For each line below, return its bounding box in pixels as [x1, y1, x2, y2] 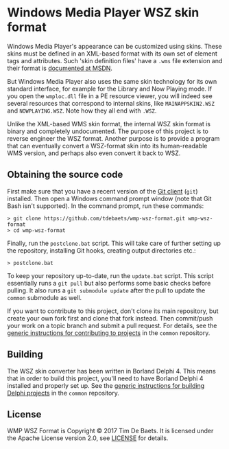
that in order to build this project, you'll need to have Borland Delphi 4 [7, 374, 204, 382]
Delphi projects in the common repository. [7, 389, 120, 397]
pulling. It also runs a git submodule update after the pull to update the [7, 286, 206, 295]
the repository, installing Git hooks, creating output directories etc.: [7, 246, 196, 255]
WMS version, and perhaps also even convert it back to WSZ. [7, 149, 181, 157]
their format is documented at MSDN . [7, 64, 113, 72]
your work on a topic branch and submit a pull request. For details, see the [7, 321, 217, 330]
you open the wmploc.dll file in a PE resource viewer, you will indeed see [7, 91, 213, 100]
